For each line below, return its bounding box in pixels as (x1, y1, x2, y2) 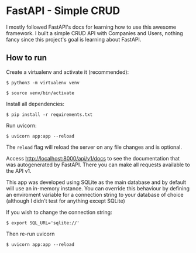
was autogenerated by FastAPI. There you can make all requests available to (6, 161, 190, 168)
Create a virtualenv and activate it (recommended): (6, 69, 129, 76)
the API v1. (6, 167, 32, 174)
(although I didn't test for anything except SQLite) (6, 197, 126, 204)
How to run (6, 53, 47, 63)
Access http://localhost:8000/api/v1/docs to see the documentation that (6, 155, 180, 162)
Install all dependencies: (6, 100, 64, 107)
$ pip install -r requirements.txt (6, 111, 93, 118)
